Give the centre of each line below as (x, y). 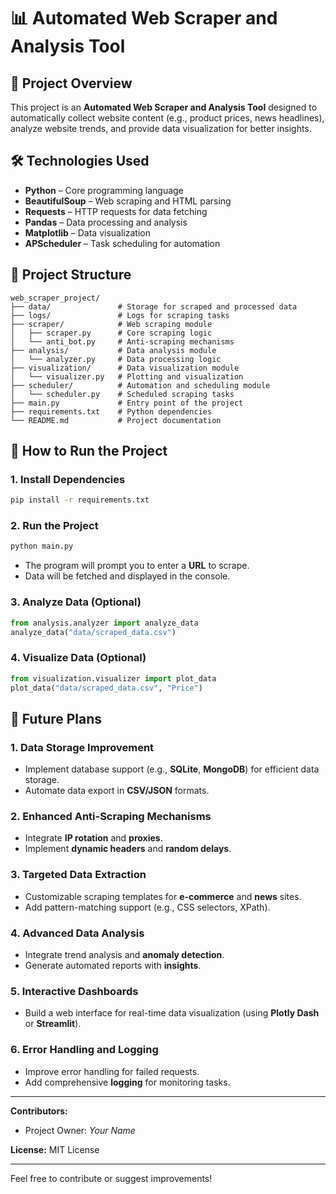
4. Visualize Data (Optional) (78, 658)
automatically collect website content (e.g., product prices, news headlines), (167, 118)
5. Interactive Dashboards (74, 991)
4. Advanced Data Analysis (77, 933)
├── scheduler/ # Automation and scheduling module (140, 385)
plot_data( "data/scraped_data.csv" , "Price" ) (106, 688)
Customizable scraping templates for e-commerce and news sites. (163, 896)
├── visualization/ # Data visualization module (125, 368)
